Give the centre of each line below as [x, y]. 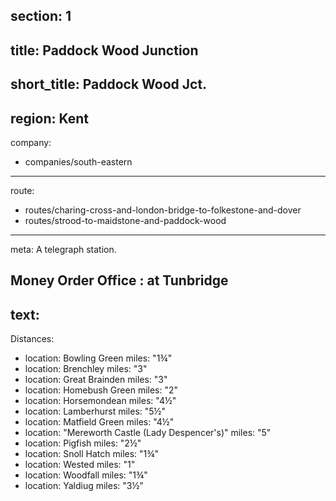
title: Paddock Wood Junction [104, 50]
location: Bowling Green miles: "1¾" [98, 358]
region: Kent [49, 118]
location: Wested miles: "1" [80, 465]
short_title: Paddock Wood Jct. [109, 84]
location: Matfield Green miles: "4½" [99, 422]
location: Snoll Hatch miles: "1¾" [92, 454]
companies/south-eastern [78, 161]
